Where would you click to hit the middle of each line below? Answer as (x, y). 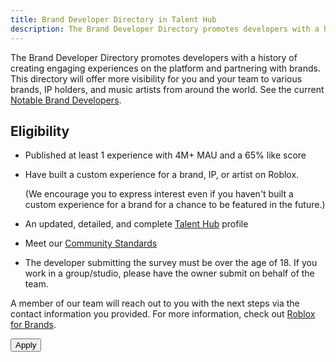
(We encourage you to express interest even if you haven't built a (159, 194)
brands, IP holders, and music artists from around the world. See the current (167, 89)
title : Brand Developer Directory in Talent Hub (113, 19)
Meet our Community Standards (91, 243)
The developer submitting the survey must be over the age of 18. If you (171, 263)
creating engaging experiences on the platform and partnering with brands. (165, 68)
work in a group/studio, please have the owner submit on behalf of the (169, 273)
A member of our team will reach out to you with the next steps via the (155, 303)
